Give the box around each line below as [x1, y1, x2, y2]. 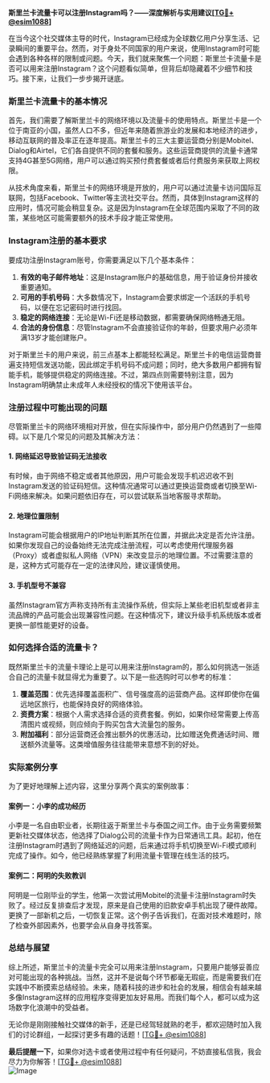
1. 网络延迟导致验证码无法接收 [8, 451, 107, 461]
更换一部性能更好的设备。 [8, 620, 93, 630]
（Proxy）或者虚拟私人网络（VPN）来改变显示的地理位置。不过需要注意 [8, 550, 247, 560]
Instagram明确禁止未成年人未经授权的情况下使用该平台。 [8, 380, 197, 389]
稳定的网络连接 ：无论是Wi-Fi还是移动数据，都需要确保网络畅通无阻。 [19, 312, 250, 322]
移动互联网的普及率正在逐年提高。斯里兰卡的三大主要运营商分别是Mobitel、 [8, 136, 259, 146]
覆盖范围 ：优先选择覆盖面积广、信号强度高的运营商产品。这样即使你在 [19, 689, 253, 698]
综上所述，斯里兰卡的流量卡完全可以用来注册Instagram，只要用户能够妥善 [8, 962, 253, 972]
